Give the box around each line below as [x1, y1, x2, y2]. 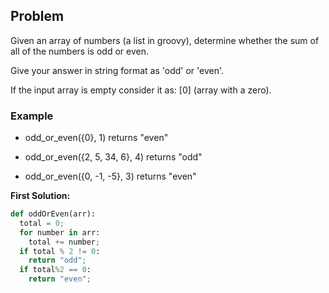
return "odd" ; [28, 255, 87, 266]
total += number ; [28, 237, 101, 247]
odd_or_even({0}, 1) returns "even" [24, 132, 169, 144]
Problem [10, 8, 65, 25]
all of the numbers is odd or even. [10, 45, 149, 57]
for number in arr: [19, 227, 101, 238]
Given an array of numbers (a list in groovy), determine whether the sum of [10, 34, 320, 46]
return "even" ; [28, 274, 92, 284]
